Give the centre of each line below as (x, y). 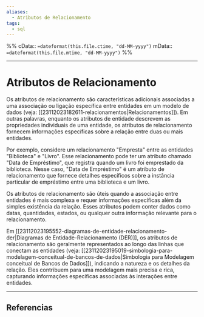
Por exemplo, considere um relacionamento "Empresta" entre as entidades (100, 150)
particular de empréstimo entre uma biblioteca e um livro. (78, 182)
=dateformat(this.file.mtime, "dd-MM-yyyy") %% (70, 53)
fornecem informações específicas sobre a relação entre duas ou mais (95, 132)
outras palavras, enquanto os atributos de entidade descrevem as (89, 119)
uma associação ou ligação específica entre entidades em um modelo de (98, 106)
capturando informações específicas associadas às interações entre (92, 276)
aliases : (17, 12)
